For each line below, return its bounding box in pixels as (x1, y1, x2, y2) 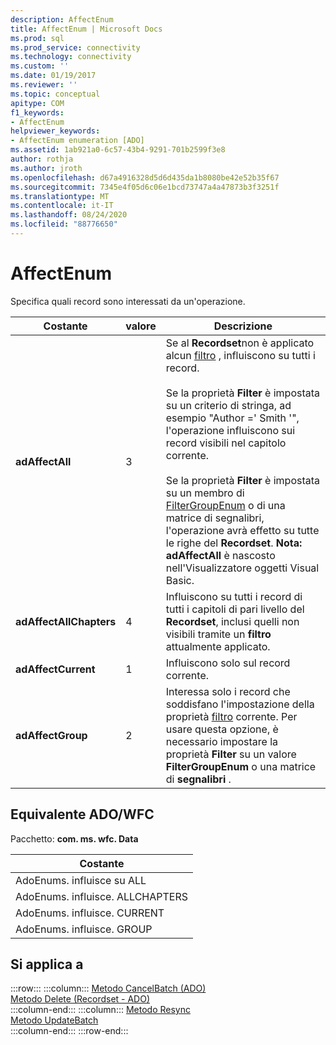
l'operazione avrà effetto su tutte (165, 523, 320, 537)
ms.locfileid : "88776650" (10, 219, 118, 230)
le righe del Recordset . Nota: (165, 536, 303, 550)
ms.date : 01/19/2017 (10, 71, 97, 81)
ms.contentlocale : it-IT (10, 201, 114, 211)
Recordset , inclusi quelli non (165, 614, 300, 628)
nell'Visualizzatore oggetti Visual (165, 561, 320, 575)
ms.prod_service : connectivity (10, 42, 141, 53)
